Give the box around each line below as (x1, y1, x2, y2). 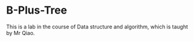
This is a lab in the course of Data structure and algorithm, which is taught (6, 23, 188, 30)
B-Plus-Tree (6, 4, 67, 17)
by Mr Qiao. (6, 29, 35, 36)
